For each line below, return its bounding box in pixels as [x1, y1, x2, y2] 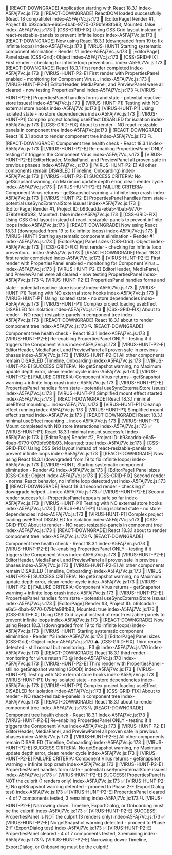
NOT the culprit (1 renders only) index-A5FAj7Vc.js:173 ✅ [5, 778, 125, 784]
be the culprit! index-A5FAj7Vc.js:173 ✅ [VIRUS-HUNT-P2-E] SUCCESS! [5, 808, 157, 814]
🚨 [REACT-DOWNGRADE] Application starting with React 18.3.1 [5, 5, 138, 11]
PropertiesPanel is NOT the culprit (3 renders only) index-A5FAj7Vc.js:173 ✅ [5, 814, 166, 820]
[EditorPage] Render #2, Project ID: [44, 434, 119, 440]
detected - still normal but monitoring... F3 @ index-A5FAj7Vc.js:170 [5, 644, 148, 650]
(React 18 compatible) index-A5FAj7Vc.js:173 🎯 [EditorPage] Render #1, [5, 16, 155, 22]
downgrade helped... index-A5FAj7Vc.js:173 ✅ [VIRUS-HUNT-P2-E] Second [5, 489, 165, 495]
